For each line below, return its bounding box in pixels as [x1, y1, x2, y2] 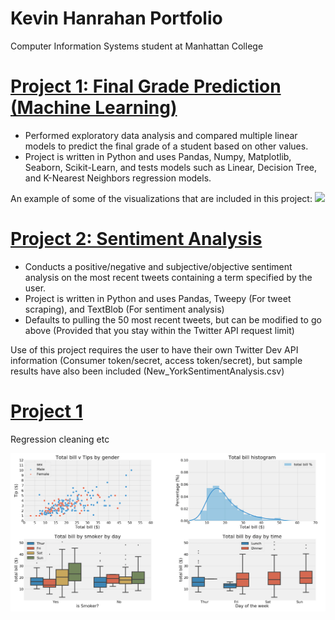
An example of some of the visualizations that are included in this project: [10, 192, 313, 204]
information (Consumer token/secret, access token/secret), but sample [10, 354, 303, 366]
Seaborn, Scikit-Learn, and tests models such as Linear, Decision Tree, [24, 161, 318, 173]
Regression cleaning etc [10, 433, 110, 445]
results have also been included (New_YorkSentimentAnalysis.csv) [10, 365, 285, 377]
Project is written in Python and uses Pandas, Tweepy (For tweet [24, 292, 292, 304]
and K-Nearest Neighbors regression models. [24, 172, 212, 184]
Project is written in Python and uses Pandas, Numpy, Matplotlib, [24, 150, 292, 162]
